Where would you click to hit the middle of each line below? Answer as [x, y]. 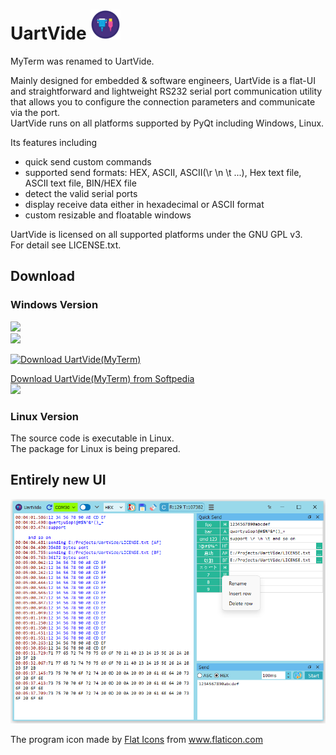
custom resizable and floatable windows [108, 215]
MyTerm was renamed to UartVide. [82, 61]
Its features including [54, 142]
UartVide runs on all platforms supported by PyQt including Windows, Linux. [167, 123]
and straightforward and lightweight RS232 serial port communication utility [166, 91]
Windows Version [54, 305]
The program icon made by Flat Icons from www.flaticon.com [136, 739]
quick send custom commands [88, 161]
